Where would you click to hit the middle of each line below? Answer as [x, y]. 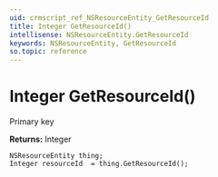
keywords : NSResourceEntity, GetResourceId [93, 43]
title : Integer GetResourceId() [70, 26]
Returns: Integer [40, 139]
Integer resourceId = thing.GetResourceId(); [99, 164]
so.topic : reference [49, 52]
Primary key [32, 122]
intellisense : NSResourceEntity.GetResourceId [99, 34]
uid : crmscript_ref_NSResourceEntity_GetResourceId [109, 18]
